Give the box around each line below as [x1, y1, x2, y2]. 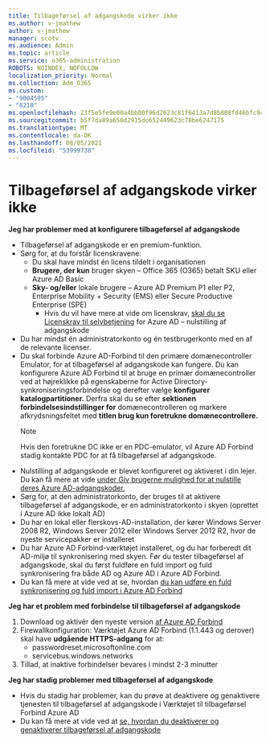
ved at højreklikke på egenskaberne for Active [19, 377, 173, 387]
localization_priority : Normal [8, 72, 113, 80]
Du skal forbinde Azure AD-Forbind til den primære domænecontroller [19, 351, 252, 361]
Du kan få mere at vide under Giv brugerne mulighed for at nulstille [19, 475, 242, 485]
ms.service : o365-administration [8, 57, 121, 65]
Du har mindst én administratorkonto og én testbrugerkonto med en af [19, 334, 253, 344]
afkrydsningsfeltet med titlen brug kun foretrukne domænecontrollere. [19, 411, 259, 420]
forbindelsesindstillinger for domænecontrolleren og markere [19, 403, 227, 412]
